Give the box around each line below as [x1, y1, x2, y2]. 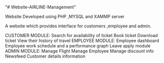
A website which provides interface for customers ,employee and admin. [5, 23, 152, 29]
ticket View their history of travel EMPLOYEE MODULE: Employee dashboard [5, 38, 159, 43]
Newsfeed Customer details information [5, 53, 86, 59]
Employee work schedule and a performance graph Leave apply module [5, 43, 151, 48]
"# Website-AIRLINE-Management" [5, 4, 76, 10]
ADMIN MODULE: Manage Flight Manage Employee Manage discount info [5, 48, 154, 54]
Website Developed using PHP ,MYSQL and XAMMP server [5, 14, 125, 19]
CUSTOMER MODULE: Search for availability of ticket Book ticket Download [5, 33, 158, 38]
